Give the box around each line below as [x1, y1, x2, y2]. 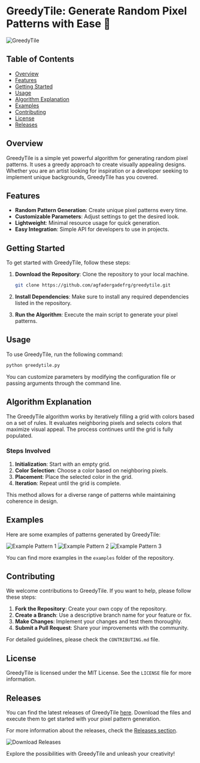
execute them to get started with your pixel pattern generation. [6, 715, 161, 723]
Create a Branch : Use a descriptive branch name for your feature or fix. [14, 611, 192, 619]
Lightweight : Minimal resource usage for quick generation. [14, 219, 160, 227]
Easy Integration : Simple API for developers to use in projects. [14, 226, 169, 233]
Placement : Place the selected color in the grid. [14, 473, 133, 480]
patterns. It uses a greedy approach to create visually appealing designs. [6, 161, 186, 168]
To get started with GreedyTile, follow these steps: [6, 259, 131, 266]
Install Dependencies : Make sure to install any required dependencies [14, 293, 189, 300]
